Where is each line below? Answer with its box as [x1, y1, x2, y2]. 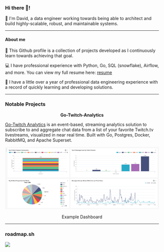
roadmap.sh [5, 230, 35, 237]
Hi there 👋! [5, 4, 31, 11]
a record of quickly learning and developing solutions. [5, 84, 114, 90]
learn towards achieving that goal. [5, 52, 74, 58]
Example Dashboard [61, 214, 102, 220]
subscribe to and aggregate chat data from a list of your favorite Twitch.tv [5, 127, 154, 133]
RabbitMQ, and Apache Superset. [5, 137, 72, 143]
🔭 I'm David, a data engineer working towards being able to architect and [5, 16, 152, 22]
